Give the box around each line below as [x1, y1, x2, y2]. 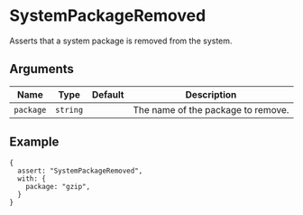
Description [185, 88, 237, 100]
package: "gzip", [25, 182, 91, 191]
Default [91, 88, 124, 100]
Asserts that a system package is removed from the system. [9, 35, 233, 46]
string [55, 105, 84, 115]
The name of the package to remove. [133, 103, 289, 116]
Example [9, 135, 60, 150]
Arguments [9, 61, 75, 77]
